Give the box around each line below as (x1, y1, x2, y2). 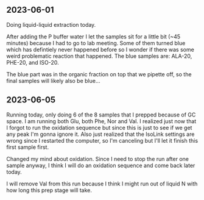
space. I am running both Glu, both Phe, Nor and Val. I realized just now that (6, 117, 197, 124)
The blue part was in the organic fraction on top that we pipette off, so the (6, 70, 192, 78)
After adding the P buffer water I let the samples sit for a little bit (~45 (6, 33, 181, 40)
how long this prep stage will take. (6, 186, 93, 194)
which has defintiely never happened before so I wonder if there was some (6, 46, 195, 53)
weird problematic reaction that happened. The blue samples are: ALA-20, (6, 52, 192, 60)
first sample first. (6, 143, 49, 151)
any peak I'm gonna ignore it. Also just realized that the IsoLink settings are (6, 130, 195, 138)
